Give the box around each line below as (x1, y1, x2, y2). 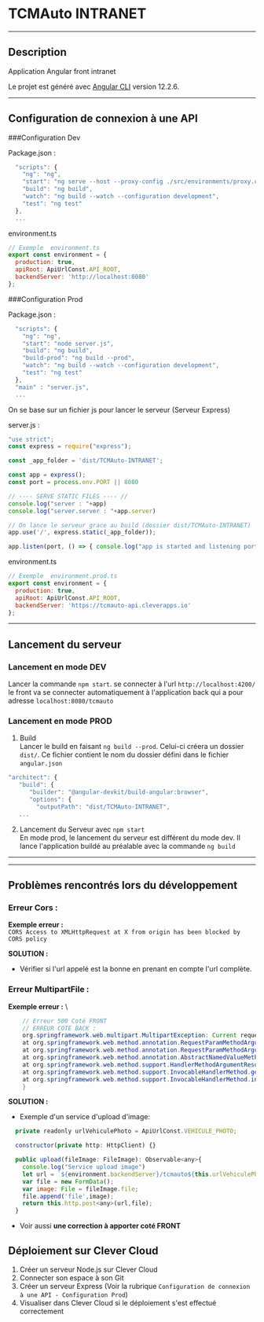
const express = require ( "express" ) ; (8, 443, 132, 450)
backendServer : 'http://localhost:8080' (15, 273, 149, 281)
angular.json (19, 760, 63, 768)
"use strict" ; (8, 435, 55, 443)
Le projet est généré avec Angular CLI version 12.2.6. (8, 82, 180, 91)
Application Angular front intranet (8, 66, 116, 75)
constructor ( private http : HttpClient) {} (15, 1141, 156, 1150)
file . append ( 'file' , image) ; (22, 1192, 114, 1200)
